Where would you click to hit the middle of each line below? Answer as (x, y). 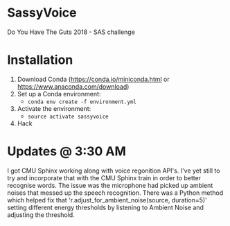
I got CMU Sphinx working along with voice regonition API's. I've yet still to (114, 171)
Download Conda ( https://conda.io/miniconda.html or (93, 79)
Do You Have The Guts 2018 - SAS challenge (71, 32)
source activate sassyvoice (68, 116)
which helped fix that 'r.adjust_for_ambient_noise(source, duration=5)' (107, 200)
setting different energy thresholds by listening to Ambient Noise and (106, 207)
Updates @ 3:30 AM (67, 151)
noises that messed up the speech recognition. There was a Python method (115, 193)
